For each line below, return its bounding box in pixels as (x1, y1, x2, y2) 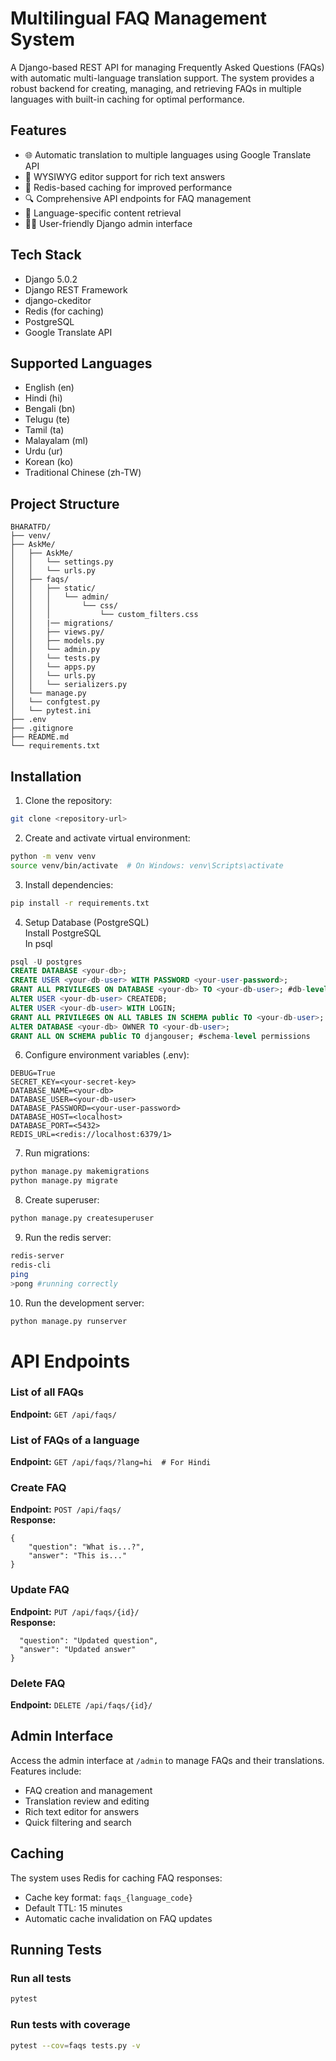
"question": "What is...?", (28, 1542, 145, 1552)
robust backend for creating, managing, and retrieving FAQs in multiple (10, 82, 302, 94)
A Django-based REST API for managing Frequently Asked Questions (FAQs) (10, 61, 325, 73)
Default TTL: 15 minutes (24, 1902, 123, 1914)
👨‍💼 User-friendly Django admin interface (24, 217, 193, 229)
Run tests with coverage (10, 2018, 131, 2032)
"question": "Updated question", (19, 1635, 159, 1646)
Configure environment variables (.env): (24, 1049, 190, 1061)
